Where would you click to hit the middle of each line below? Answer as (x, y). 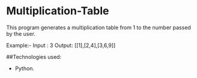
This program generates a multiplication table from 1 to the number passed (98, 27)
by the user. (21, 33)
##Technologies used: (34, 57)
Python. (25, 68)
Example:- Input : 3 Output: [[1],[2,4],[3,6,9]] (61, 45)
